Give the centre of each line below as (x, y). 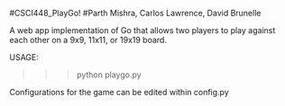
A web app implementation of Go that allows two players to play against (142, 30)
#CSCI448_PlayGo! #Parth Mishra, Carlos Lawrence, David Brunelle (135, 13)
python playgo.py (109, 75)
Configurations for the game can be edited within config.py (120, 92)
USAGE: (24, 57)
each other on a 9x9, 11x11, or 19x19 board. (88, 40)
